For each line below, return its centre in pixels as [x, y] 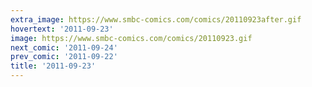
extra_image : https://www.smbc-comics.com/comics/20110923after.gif [156, 19]
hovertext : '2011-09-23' [62, 29]
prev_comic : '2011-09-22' [64, 57]
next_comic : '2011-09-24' [64, 47]
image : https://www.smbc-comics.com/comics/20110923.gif [131, 38]
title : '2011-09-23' [53, 66]
